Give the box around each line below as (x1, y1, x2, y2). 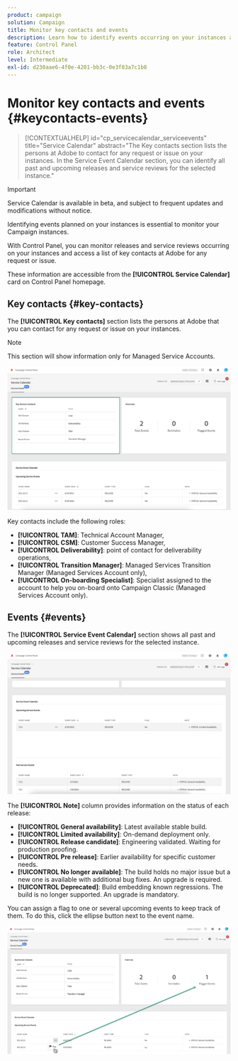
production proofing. (17, 845, 79, 853)
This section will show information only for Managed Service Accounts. (7, 351, 215, 361)
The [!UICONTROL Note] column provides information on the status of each (7, 801, 229, 810)
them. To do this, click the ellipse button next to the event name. (7, 911, 195, 920)
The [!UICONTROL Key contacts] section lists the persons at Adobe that (7, 317, 220, 325)
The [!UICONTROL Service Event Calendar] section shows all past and (7, 630, 216, 639)
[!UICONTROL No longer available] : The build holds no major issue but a (17, 868, 231, 876)
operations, (17, 553, 52, 562)
